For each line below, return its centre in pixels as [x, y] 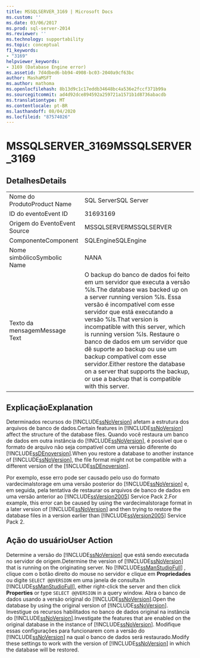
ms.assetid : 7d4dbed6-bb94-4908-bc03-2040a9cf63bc [70, 73]
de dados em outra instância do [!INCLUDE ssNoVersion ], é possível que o [97, 441]
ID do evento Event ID [39, 214]
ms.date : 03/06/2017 [32, 23]
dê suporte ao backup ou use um [130, 349]
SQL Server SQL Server [116, 200]
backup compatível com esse [125, 356]
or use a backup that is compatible [133, 379]
